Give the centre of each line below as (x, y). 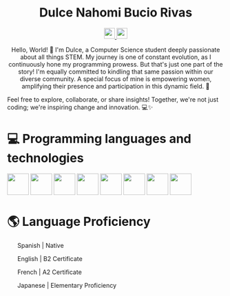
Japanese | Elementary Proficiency (67, 285)
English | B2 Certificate (50, 258)
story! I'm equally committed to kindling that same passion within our (116, 71)
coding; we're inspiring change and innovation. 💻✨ (80, 107)
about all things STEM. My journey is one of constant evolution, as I (116, 57)
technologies (45, 158)
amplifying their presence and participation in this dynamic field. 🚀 (116, 86)
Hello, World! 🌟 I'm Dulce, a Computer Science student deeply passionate (116, 49)
